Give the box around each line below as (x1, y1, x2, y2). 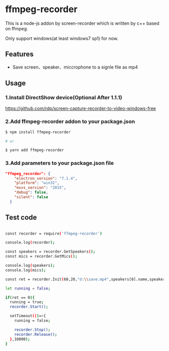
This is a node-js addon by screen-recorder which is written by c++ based (5, 20, 159, 26)
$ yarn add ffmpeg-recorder (5, 148, 64, 153)
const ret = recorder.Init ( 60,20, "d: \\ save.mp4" (5, 276, 109, 282)
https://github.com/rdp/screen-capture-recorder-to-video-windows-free (5, 105, 156, 111)
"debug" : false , (14, 190, 49, 195)
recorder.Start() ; (10, 304, 49, 310)
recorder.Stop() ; (14, 327, 51, 332)
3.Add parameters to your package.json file (5, 160, 114, 167)
